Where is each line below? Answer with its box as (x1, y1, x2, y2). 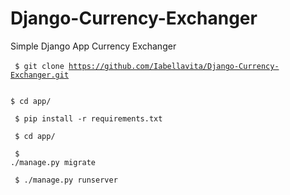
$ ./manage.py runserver (14, 175, 118, 185)
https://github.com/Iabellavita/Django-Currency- (68, 61, 280, 71)
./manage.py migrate (10, 157, 97, 167)
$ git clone (14, 61, 65, 71)
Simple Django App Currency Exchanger (10, 40, 177, 52)
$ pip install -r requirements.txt (14, 113, 163, 124)
